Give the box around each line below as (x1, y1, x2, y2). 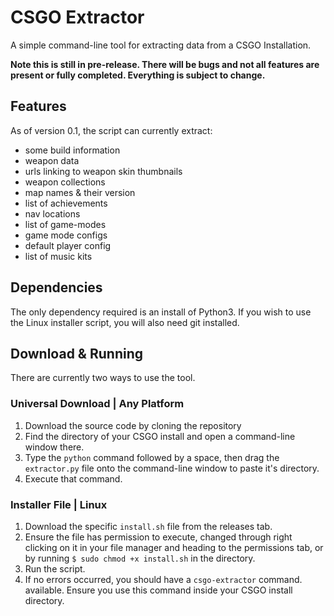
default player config (24, 239, 112, 251)
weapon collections (24, 176, 106, 188)
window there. (24, 441, 85, 453)
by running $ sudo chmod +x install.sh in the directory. (24, 552, 256, 564)
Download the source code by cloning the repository (24, 419, 242, 431)
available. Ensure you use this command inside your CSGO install (24, 584, 293, 596)
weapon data (24, 154, 80, 166)
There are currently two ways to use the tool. (10, 372, 196, 384)
